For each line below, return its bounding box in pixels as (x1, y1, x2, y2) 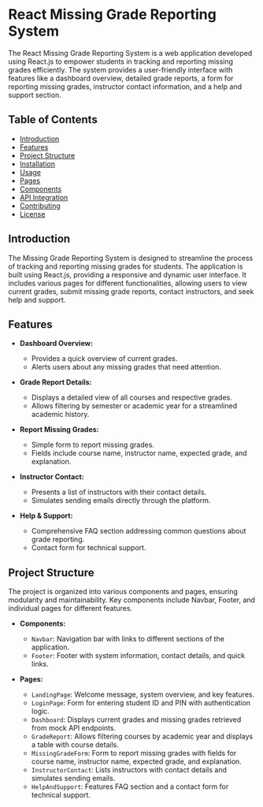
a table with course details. (31, 740, 120, 749)
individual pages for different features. (8, 604, 132, 613)
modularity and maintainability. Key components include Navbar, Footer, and (8, 595, 256, 604)
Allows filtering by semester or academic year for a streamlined (31, 401, 238, 411)
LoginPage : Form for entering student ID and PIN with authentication (31, 698, 250, 708)
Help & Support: (19, 511, 73, 521)
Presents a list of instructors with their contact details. (31, 487, 207, 497)
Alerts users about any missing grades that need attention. (31, 363, 222, 372)
